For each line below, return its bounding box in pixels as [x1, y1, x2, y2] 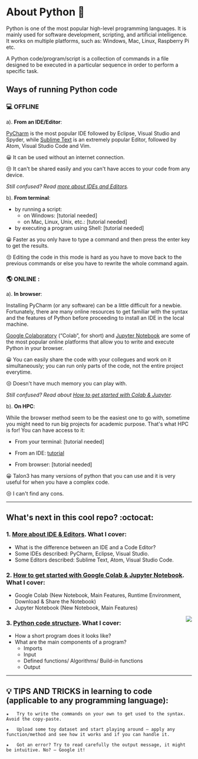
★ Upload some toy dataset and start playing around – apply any [6, 727, 176, 732]
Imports [23, 645, 42, 652]
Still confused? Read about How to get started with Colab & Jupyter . [6, 391, 173, 398]
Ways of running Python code [6, 85, 118, 95]
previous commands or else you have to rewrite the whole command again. [6, 259, 189, 267]
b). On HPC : [6, 402, 35, 410]
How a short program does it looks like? [14, 632, 111, 639]
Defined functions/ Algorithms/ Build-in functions [23, 657, 143, 665]
